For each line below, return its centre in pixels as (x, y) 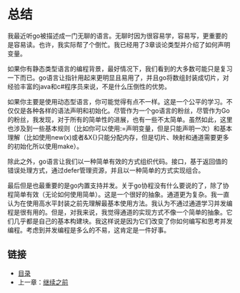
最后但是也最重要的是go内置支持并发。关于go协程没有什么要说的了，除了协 (118, 185)
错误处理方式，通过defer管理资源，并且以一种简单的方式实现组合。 (106, 170)
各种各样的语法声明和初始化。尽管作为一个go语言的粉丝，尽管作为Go (128, 110)
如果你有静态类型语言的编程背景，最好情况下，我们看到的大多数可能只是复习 (120, 68)
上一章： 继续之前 (43, 282)
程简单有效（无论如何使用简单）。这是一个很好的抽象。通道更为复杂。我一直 (119, 194)
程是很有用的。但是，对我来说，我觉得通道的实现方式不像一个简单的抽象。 (117, 212)
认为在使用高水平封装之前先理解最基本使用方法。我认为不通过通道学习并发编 (120, 203)
